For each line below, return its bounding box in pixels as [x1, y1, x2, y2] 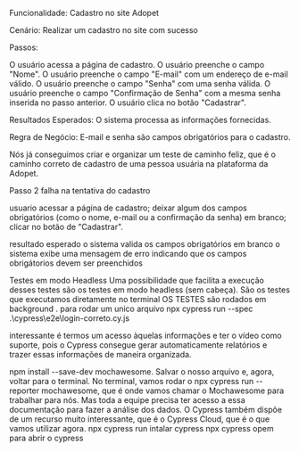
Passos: [9, 42, 38, 53]
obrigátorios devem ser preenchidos [9, 258, 143, 268]
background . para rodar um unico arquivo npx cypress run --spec [9, 303, 253, 314]
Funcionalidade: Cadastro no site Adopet [9, 8, 159, 18]
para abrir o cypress [9, 432, 84, 443]
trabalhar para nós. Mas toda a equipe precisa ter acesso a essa [9, 395, 245, 405]
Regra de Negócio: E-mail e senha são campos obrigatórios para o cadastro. [9, 132, 291, 142]
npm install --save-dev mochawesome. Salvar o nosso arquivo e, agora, [9, 366, 275, 377]
